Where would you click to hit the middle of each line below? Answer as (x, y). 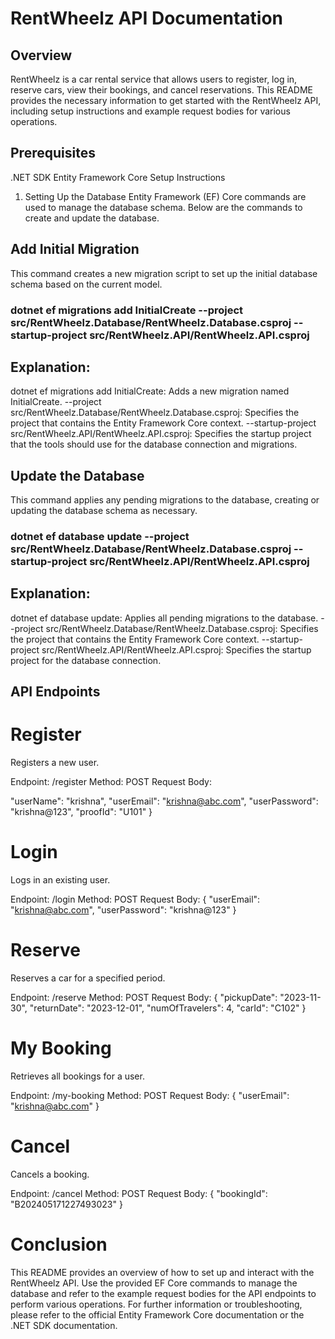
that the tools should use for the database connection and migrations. (154, 444)
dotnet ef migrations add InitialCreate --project (127, 310)
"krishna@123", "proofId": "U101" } (81, 812)
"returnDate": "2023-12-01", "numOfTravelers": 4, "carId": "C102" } (168, 1008)
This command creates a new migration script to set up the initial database (164, 273)
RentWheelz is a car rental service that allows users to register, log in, (154, 79)
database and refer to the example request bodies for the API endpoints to (163, 1293)
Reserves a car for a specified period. (88, 978)
